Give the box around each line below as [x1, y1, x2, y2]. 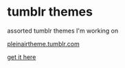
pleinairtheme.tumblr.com [7, 39, 80, 48]
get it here [7, 52, 36, 61]
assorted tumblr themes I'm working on [7, 27, 119, 35]
